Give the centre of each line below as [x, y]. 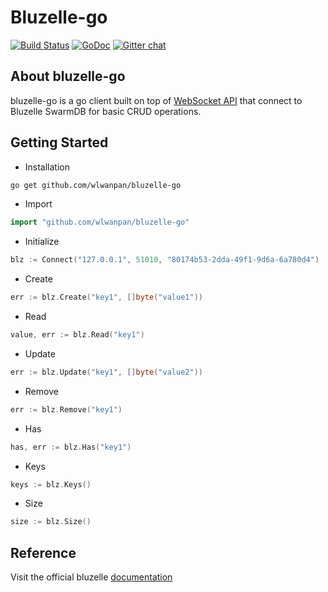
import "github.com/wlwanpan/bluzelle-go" [100, 222]
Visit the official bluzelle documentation [91, 577]
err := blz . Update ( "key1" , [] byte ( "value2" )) [106, 372]
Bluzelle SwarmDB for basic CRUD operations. [106, 111]
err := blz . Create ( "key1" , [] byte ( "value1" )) [106, 297]
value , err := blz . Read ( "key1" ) [77, 335]
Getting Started [59, 142]
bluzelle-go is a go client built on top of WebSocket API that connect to [156, 100]
